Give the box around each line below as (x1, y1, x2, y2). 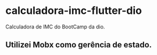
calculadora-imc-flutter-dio (5, 4, 142, 17)
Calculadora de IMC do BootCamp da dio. (5, 23, 105, 30)
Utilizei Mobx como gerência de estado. (5, 40, 152, 50)
